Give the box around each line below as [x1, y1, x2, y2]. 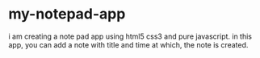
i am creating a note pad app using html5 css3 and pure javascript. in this [8, 31, 253, 41]
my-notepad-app [8, 5, 126, 23]
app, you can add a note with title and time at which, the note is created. [8, 39, 249, 49]
